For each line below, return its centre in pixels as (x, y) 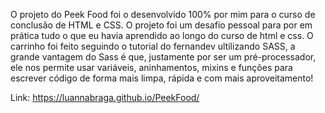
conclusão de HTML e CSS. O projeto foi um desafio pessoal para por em (161, 25)
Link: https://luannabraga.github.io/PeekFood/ (105, 97)
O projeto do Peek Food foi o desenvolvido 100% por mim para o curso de (163, 14)
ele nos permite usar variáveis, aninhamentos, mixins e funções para (151, 67)
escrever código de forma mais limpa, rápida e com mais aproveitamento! (162, 78)
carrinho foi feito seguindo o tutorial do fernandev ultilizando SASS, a (153, 46)
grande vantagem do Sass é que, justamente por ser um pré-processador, (163, 57)
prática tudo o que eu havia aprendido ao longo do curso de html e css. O (162, 35)
